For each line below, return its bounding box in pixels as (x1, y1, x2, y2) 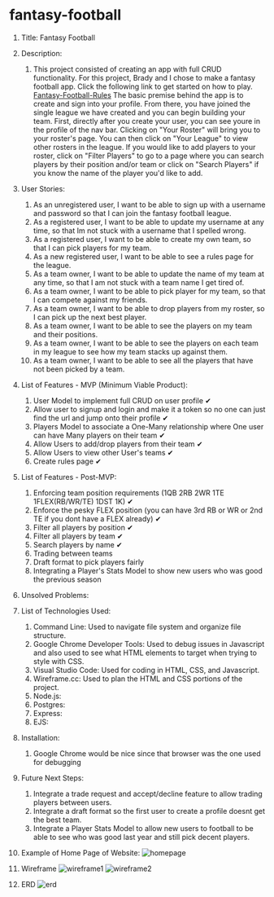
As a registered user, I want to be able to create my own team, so (33, 234, 251, 244)
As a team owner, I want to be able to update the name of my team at (33, 269, 265, 279)
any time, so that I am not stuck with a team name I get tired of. (33, 277, 245, 287)
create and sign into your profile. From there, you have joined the (33, 99, 251, 108)
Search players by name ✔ (33, 539, 123, 549)
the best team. (33, 815, 82, 824)
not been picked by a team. (33, 364, 125, 374)
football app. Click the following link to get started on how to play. (33, 81, 253, 91)
